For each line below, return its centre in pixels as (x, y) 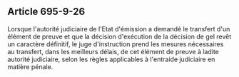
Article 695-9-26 (46, 12)
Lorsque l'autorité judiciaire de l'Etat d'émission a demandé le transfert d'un (119, 29)
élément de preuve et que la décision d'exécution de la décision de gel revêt (119, 36)
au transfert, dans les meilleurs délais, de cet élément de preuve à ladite (113, 51)
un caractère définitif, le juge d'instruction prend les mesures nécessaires (116, 44)
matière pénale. (30, 66)
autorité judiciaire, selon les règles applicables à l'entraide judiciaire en (111, 59)
